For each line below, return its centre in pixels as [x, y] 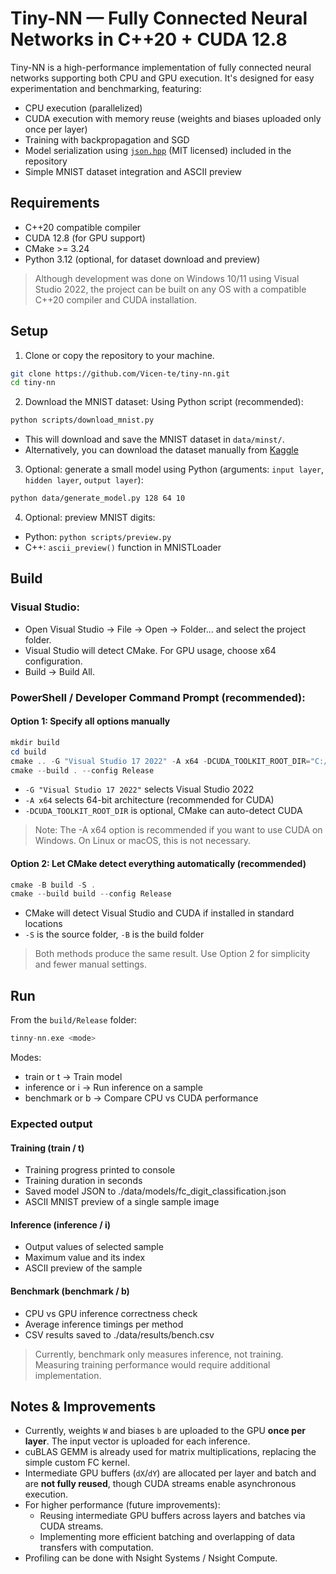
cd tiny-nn [33, 383]
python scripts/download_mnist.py [82, 420]
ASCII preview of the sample [83, 1268]
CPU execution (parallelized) [83, 108]
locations [43, 924]
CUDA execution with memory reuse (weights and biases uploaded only [173, 118]
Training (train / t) [47, 1148]
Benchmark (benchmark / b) [70, 1291]
